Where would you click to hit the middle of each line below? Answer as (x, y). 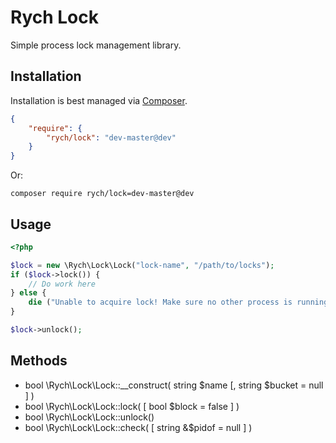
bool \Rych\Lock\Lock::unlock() (89, 417)
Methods (39, 361)
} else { (28, 293)
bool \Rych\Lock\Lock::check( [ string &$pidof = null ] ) (138, 427)
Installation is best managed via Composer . (99, 100)
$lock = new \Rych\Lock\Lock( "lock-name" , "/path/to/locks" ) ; (142, 265)
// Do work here (62, 284)
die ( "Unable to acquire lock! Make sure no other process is (160, 302)
